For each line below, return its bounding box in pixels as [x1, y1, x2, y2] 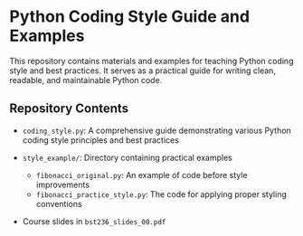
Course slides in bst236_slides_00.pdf [22, 215, 166, 227]
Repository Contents [9, 101, 129, 117]
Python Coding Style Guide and [9, 6, 251, 27]
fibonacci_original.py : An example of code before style [35, 169, 248, 180]
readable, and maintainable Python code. [9, 74, 163, 85]
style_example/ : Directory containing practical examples [22, 152, 232, 163]
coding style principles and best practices [22, 134, 179, 146]
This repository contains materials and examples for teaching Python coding [9, 55, 294, 66]
